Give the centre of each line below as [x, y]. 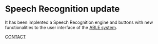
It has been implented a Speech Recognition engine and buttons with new [79, 22]
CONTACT [15, 37]
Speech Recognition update [62, 9]
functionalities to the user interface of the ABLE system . [61, 27]
